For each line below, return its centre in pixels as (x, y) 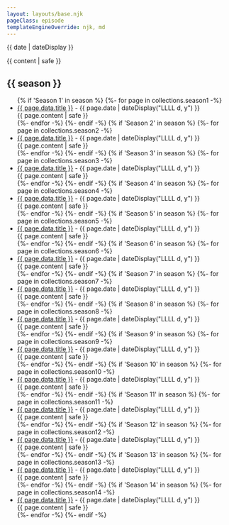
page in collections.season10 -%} (66, 372)
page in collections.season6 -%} (65, 251)
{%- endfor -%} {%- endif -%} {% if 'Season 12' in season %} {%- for (119, 425)
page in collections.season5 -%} (65, 221)
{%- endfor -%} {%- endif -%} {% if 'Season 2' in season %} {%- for (118, 123)
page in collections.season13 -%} (66, 463)
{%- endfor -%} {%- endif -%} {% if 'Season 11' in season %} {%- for (118, 394)
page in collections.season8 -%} (65, 311)
